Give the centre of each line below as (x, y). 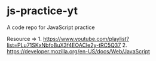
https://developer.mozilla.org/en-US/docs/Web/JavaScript (78, 51)
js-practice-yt (42, 11)
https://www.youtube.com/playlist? (86, 38)
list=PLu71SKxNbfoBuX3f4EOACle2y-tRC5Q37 (64, 45)
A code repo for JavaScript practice (51, 27)
